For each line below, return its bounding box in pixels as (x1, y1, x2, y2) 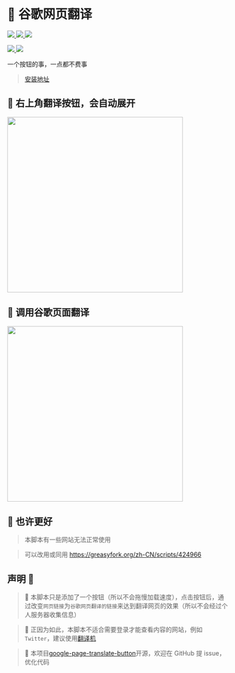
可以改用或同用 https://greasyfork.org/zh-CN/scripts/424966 (24, 550, 202, 559)
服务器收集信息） (30, 611, 81, 619)
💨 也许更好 (7, 515, 53, 527)
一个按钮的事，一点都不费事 (7, 60, 88, 68)
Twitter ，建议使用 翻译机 (24, 634, 96, 643)
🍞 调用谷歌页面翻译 (7, 307, 90, 319)
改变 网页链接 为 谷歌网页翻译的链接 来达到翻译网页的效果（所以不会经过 (30, 601, 222, 611)
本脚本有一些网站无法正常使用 (24, 535, 111, 544)
